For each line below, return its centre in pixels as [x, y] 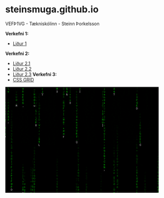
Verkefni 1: [17, 33]
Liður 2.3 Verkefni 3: [35, 74]
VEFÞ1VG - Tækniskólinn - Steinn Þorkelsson [52, 24]
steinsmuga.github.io [52, 9]
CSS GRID [23, 80]
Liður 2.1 [21, 63]
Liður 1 [20, 43]
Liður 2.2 [22, 69]
